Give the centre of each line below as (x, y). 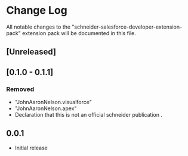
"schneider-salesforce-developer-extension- (127, 27)
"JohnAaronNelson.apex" (46, 108)
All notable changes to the (38, 27)
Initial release (31, 148)
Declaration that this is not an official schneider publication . (89, 115)
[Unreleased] (31, 52)
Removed (20, 89)
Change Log (37, 10)
